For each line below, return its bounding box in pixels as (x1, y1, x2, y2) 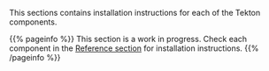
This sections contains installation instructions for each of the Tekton (9, 8, 261, 18)
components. (9, 17, 58, 27)
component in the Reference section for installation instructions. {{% (9, 43, 259, 53)
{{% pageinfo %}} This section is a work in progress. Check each (9, 34, 248, 44)
